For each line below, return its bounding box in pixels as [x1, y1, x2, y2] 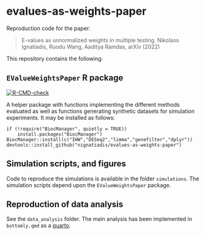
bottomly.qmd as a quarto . [6, 222, 71, 229]
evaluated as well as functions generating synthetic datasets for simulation [6, 107, 195, 115]
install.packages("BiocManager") [17, 131, 103, 137]
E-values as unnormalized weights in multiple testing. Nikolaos [21, 36, 179, 44]
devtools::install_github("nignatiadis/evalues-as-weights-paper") [6, 142, 182, 148]
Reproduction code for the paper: [6, 25, 91, 32]
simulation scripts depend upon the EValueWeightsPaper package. [6, 181, 171, 188]
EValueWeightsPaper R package [6, 72, 124, 83]
